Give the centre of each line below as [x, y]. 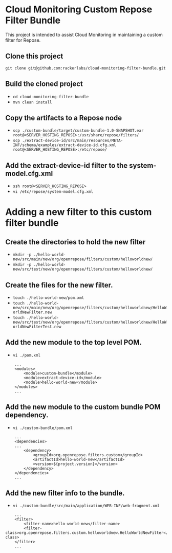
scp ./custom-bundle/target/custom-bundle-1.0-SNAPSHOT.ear [78, 131]
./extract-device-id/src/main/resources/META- [73, 141]
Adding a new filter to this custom [79, 212]
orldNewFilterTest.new [37, 327]
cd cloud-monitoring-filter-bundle [51, 97]
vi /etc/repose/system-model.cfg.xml [53, 192]
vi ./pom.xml [27, 355]
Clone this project [34, 56]
